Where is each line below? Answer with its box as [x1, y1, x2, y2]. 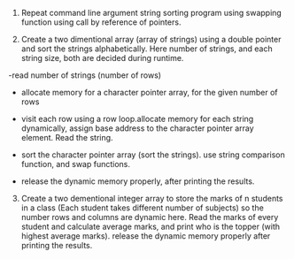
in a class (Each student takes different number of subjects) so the [20, 202, 265, 213]
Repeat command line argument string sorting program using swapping [20, 8, 282, 18]
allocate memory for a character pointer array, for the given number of [20, 88, 278, 97]
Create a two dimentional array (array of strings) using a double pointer [20, 34, 282, 44]
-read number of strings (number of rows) [8, 70, 161, 80]
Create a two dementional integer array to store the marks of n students [20, 194, 283, 203]
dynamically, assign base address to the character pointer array [20, 123, 254, 133]
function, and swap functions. [20, 159, 130, 169]
